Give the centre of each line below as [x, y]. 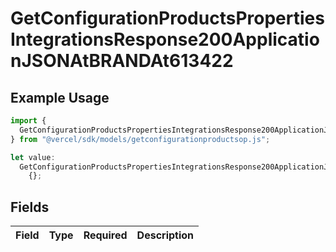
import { [28, 121]
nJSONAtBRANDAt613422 [122, 61]
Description [165, 235]
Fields [30, 207]
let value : [33, 157]
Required [105, 235]
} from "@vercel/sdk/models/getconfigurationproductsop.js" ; [140, 139]
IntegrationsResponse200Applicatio [165, 39]
